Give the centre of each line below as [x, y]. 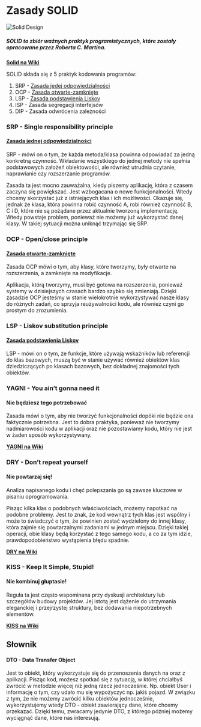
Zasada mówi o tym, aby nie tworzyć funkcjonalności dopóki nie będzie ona [100, 416]
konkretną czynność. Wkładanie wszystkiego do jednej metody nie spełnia [98, 161]
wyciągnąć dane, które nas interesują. [53, 718]
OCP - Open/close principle [47, 239]
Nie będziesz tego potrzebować [47, 403]
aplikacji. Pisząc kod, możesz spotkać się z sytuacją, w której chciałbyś [94, 680]
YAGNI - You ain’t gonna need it [53, 388]
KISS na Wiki [22, 625]
